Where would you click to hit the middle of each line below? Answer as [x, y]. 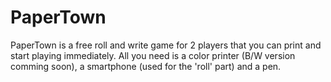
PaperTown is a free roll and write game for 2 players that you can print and [166, 45]
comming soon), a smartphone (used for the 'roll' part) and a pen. [146, 66]
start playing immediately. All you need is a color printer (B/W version [153, 55]
